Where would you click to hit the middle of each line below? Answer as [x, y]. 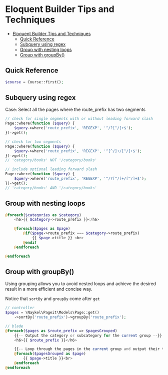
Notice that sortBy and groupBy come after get [52, 299]
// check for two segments [33, 142]
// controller [20, 308]
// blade [14, 326]
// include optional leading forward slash [51, 169]
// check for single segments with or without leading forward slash [79, 119]
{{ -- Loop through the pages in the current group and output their [87, 349]
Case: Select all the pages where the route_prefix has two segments [75, 110]
